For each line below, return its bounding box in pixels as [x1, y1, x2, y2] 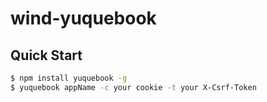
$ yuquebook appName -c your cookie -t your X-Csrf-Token [10, 82, 257, 92]
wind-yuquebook [10, 7, 157, 30]
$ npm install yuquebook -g [10, 73, 128, 83]
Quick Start [10, 47, 83, 64]
